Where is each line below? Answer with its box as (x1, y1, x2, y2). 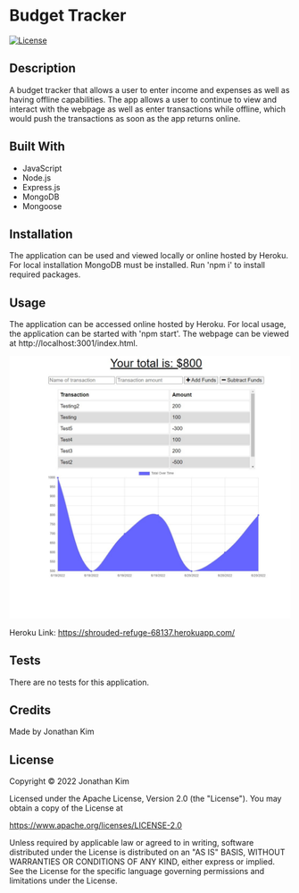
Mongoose (21, 200, 62, 211)
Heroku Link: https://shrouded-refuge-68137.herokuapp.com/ (9, 627, 236, 637)
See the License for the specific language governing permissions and (9, 866, 265, 877)
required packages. (9, 269, 81, 280)
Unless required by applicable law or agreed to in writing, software (9, 838, 254, 848)
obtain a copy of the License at (9, 803, 123, 813)
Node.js (21, 172, 52, 183)
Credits (9, 703, 52, 718)
